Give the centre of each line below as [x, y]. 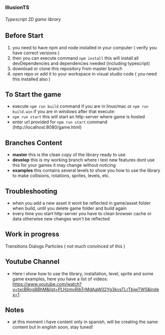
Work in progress [32, 234]
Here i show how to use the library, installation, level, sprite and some [83, 273]
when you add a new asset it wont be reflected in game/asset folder [82, 203]
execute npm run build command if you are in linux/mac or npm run [80, 106]
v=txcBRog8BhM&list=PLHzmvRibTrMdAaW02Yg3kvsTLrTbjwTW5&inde [86, 289]
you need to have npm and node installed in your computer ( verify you [84, 47]
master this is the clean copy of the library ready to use [69, 155]
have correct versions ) [36, 53]
